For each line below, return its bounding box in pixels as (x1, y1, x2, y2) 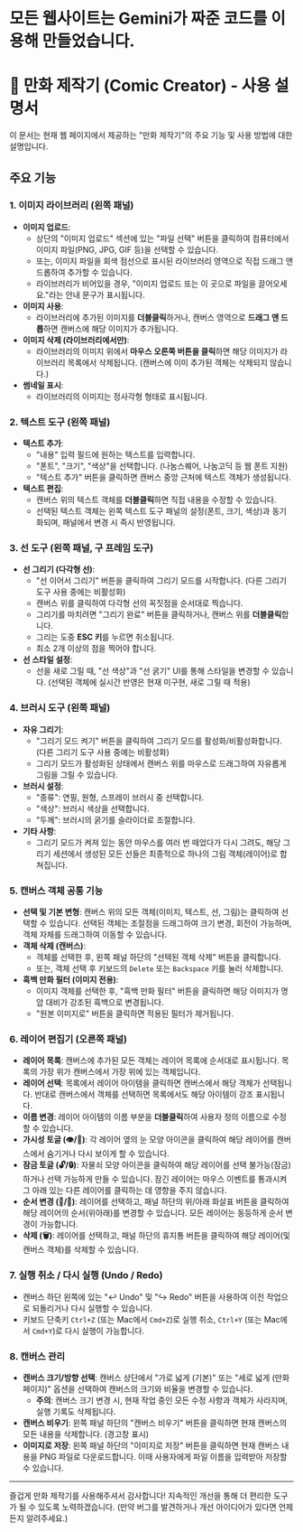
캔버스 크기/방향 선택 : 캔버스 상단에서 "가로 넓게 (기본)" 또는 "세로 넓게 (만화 (22, 1372, 290, 1383)
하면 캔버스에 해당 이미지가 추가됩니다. (43, 322, 179, 334)
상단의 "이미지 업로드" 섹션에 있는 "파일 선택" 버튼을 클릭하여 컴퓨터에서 (35, 232, 289, 244)
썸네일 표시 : (22, 379, 64, 390)
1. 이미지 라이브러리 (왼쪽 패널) (9, 200, 134, 212)
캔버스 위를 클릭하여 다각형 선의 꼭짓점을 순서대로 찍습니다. (35, 598, 243, 609)
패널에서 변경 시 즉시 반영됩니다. (62, 517, 176, 528)
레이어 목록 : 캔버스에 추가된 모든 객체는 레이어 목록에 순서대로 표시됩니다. (22, 1055, 280, 1066)
